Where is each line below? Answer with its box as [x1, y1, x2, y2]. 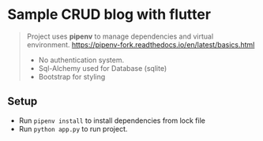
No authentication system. [38, 55, 124, 65]
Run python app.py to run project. [18, 124, 128, 133]
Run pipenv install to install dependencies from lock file [18, 116, 206, 125]
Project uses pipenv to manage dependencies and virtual [26, 32, 214, 41]
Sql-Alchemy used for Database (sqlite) [38, 63, 167, 72]
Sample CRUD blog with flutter [7, 6, 211, 24]
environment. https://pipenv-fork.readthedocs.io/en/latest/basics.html [26, 39, 255, 49]
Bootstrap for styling [38, 72, 106, 81]
